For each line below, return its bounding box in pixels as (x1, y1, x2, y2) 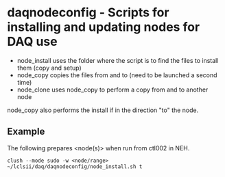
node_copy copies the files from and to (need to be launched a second (16, 70, 217, 79)
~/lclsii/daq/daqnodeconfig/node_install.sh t (7, 163, 143, 170)
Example (7, 126, 45, 137)
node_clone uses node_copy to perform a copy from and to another (16, 85, 209, 94)
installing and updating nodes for (7, 19, 200, 35)
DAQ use (7, 34, 58, 49)
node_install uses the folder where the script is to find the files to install (16, 56, 219, 64)
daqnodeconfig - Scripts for (7, 5, 169, 21)
